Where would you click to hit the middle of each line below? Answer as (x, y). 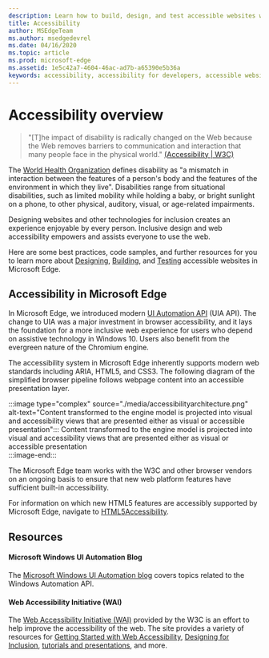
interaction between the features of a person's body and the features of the (133, 178)
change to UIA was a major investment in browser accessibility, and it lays (130, 322)
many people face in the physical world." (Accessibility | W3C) (131, 154)
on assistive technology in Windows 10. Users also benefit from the (119, 339)
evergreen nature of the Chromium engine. (79, 347)
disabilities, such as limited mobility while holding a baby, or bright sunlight (131, 195)
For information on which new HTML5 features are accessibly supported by (133, 503)
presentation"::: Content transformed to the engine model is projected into (130, 430)
